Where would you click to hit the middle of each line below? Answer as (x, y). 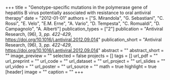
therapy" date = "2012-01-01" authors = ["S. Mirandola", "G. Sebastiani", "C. (84, 18)
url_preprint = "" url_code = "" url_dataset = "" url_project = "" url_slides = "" (85, 61)
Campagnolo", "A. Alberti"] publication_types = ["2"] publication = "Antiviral (84, 29)
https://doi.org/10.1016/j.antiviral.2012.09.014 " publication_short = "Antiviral (83, 39)
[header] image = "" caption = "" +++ (44, 72)
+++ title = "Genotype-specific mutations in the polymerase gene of (77, 7)
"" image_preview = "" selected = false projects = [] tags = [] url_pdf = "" (82, 56)
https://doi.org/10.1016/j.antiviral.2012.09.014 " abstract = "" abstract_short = (84, 50)
